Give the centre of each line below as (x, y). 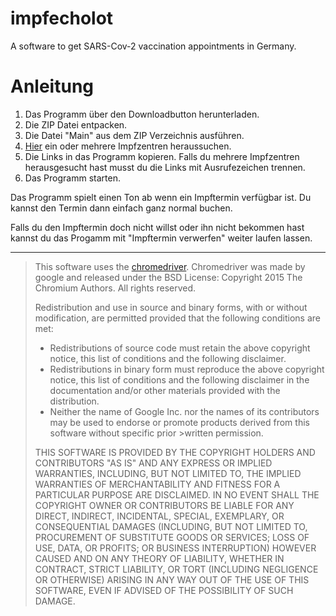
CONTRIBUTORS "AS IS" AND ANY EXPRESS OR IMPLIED (153, 463)
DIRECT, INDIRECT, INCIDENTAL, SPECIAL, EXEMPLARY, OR (159, 516)
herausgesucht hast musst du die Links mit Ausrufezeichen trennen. (165, 167)
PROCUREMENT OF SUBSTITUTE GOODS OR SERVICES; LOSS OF (172, 537)
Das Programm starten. (72, 178)
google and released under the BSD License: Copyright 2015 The (168, 277)
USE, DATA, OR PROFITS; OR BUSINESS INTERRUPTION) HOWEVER (175, 548)
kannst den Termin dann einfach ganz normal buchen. (121, 208)
